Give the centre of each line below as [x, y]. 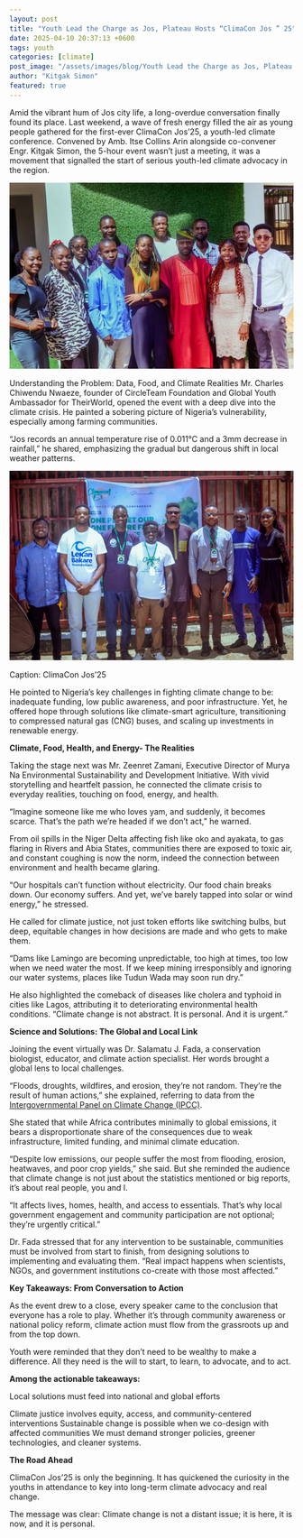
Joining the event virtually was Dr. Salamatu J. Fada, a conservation [135, 1049]
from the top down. [45, 1334]
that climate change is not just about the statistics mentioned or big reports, [150, 1178]
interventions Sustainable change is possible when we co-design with [139, 1423]
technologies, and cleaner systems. [75, 1442]
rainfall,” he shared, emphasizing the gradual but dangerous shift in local [144, 449]
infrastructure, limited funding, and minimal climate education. [125, 1141]
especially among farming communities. [83, 422]
